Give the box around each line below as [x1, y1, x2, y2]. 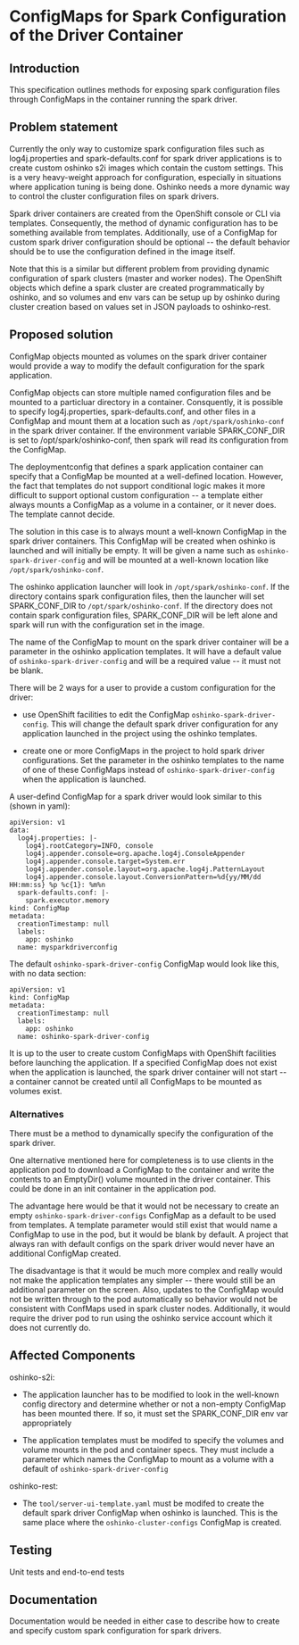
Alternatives [9, 1108, 64, 1120]
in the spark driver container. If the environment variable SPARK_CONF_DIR [9, 425, 286, 436]
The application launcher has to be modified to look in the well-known [21, 1389, 279, 1400]
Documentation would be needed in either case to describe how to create [9, 1616, 280, 1626]
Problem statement [9, 120, 119, 135]
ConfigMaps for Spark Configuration [9, 6, 287, 27]
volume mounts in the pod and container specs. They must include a [21, 1444, 275, 1455]
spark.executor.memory [25, 895, 110, 905]
